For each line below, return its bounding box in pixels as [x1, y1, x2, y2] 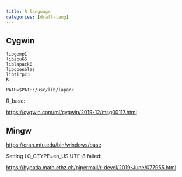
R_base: [6, 97, 26, 104]
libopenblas [6, 67, 35, 73]
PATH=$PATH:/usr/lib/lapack [6, 87, 75, 93]
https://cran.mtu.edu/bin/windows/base [6, 141, 101, 148]
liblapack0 [6, 62, 33, 67]
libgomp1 [6, 51, 27, 57]
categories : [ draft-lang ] [6, 14, 69, 20]
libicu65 [6, 56, 27, 62]
